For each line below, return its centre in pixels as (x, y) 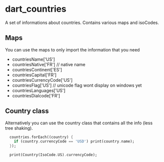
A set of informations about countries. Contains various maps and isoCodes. (82, 23)
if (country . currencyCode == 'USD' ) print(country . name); (74, 141)
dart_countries (36, 9)
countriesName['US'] (34, 59)
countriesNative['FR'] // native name (49, 64)
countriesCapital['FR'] (34, 75)
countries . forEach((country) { (41, 137)
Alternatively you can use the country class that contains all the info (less (79, 123)
